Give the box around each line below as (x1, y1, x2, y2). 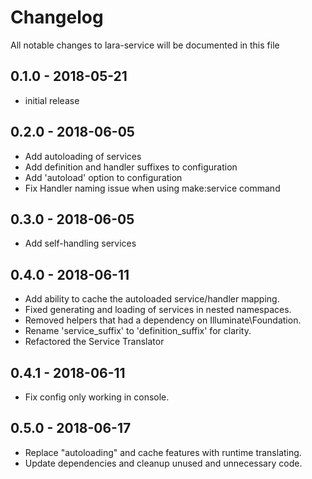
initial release (24, 94, 80, 106)
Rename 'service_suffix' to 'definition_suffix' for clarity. (24, 325, 252, 337)
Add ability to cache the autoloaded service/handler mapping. (24, 293, 280, 305)
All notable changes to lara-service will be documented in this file (10, 39, 280, 51)
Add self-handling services (24, 237, 137, 250)
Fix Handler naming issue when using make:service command (24, 182, 281, 194)
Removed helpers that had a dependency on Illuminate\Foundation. (24, 314, 302, 326)
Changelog (10, 6, 104, 29)
